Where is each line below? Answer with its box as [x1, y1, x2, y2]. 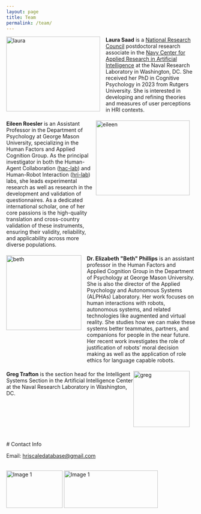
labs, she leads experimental [6, 177, 77, 185]
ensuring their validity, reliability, [6, 228, 86, 235]
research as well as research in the [6, 184, 93, 191]
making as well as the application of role [86, 350, 187, 358]
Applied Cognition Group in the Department [86, 268, 194, 275]
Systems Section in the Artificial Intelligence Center [6, 377, 133, 384]
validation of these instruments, [6, 222, 85, 229]
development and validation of [6, 190, 82, 198]
